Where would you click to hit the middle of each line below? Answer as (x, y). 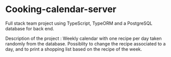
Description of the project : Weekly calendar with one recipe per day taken (83, 38)
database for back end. (30, 28)
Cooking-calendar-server (61, 9)
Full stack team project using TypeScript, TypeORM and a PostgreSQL (79, 23)
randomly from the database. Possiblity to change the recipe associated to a (86, 43)
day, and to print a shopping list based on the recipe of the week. (74, 49)
